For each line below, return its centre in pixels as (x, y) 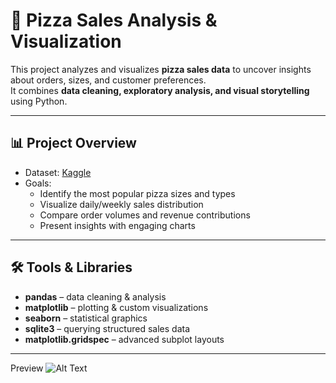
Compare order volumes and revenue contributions (145, 215)
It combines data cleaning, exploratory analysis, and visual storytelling (160, 90)
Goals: (38, 183)
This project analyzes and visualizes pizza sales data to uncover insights (161, 69)
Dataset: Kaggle (58, 172)
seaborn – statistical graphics (86, 318)
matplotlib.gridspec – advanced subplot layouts (124, 339)
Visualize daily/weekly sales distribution (121, 204)
